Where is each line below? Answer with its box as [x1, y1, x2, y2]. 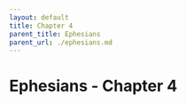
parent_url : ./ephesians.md [9, 37, 113, 47]
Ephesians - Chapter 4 [9, 76, 178, 96]
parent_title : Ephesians [9, 29, 101, 38]
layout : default [9, 12, 69, 22]
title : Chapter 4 [9, 21, 74, 30]
